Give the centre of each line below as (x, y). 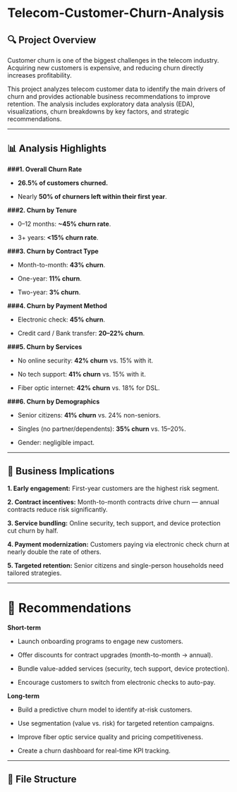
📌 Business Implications (61, 471)
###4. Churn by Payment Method (57, 305)
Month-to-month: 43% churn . (61, 264)
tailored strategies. (35, 573)
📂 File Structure (42, 779)
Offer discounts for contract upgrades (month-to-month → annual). (115, 654)
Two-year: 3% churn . (49, 292)
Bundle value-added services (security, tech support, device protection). (123, 669)
